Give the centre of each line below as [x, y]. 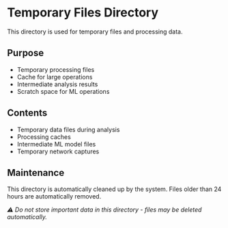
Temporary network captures [58, 151]
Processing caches [44, 137]
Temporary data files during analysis [68, 129]
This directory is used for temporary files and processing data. [95, 31]
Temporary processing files [56, 69]
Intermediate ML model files [56, 144]
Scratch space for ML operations [63, 91]
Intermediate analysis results [57, 84]
